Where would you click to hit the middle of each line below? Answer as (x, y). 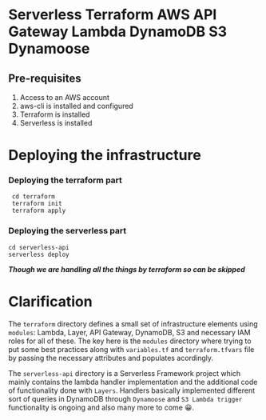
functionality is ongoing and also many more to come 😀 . (101, 407)
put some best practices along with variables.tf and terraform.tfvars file (131, 349)
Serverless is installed (56, 123)
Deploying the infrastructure (105, 156)
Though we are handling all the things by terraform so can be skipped (127, 269)
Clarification (51, 301)
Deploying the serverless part (67, 231)
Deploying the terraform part (65, 180)
